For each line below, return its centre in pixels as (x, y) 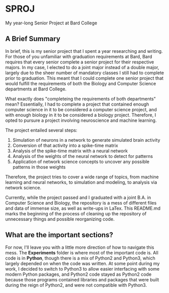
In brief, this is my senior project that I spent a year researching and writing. (84, 51)
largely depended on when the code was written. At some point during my (82, 263)
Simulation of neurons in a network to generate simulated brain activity (86, 140)
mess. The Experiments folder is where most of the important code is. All (82, 252)
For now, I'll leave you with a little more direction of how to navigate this (80, 247)
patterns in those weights (39, 167)
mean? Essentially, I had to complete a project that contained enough (77, 104)
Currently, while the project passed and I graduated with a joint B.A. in (78, 197)
